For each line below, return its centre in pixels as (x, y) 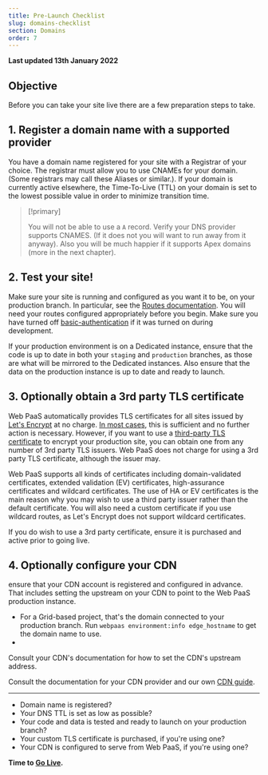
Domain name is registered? (66, 705)
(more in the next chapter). (72, 252)
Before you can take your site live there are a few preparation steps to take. (132, 105)
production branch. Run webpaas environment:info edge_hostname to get (138, 626)
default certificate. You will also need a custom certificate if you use (120, 507)
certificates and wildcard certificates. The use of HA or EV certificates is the (134, 491)
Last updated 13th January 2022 (63, 61)
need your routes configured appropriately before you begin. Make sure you (133, 313)
